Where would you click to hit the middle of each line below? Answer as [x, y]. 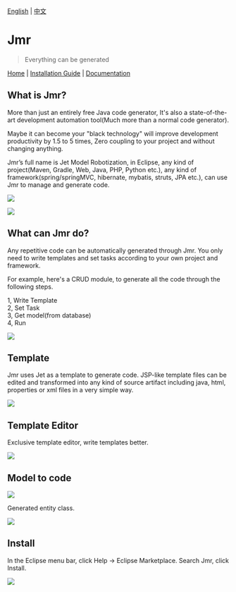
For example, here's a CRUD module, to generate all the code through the [114, 279]
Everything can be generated [67, 59]
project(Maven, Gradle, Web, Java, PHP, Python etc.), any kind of [102, 169]
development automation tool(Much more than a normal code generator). [123, 120]
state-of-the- [208, 112]
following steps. [30, 286]
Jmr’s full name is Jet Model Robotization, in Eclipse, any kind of [101, 162]
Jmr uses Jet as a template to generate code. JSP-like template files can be [117, 375]
